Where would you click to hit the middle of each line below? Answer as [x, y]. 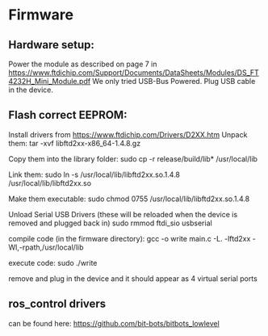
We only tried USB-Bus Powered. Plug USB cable [174, 81]
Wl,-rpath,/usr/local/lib [46, 247]
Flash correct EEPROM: [68, 115]
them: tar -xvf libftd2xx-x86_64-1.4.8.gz [75, 143]
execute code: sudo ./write [53, 262]
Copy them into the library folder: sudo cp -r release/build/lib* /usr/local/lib [133, 158]
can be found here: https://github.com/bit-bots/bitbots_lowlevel [114, 323]
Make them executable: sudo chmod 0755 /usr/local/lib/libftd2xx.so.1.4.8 [129, 199]
